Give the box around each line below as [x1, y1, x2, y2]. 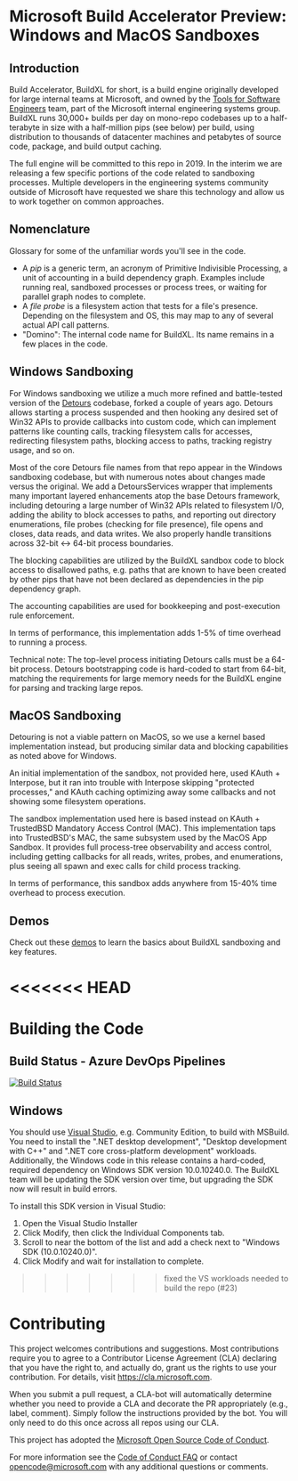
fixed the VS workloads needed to [164, 1273, 289, 1284]
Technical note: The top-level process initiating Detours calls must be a [9, 654, 270, 664]
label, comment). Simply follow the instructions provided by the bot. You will [9, 1408, 287, 1419]
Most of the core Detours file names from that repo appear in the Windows [9, 461, 283, 473]
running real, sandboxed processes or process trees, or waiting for [21, 281, 268, 292]
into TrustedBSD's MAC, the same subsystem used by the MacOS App [9, 833, 268, 843]
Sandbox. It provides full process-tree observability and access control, [9, 842, 272, 852]
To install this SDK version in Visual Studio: [9, 1200, 166, 1212]
